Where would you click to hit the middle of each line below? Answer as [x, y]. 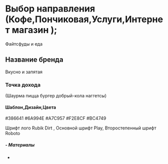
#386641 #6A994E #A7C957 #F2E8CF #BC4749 [56, 118]
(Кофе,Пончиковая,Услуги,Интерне [84, 19]
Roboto [13, 133]
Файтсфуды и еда [24, 44]
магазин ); [34, 30]
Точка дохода [23, 85]
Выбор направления [50, 9]
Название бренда [34, 60]
